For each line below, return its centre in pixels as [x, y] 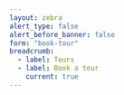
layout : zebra [36, 18]
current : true [52, 77]
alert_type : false [44, 26]
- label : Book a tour [58, 69]
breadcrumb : [32, 52]
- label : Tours [46, 60]
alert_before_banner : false [62, 34]
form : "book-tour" [44, 43]
